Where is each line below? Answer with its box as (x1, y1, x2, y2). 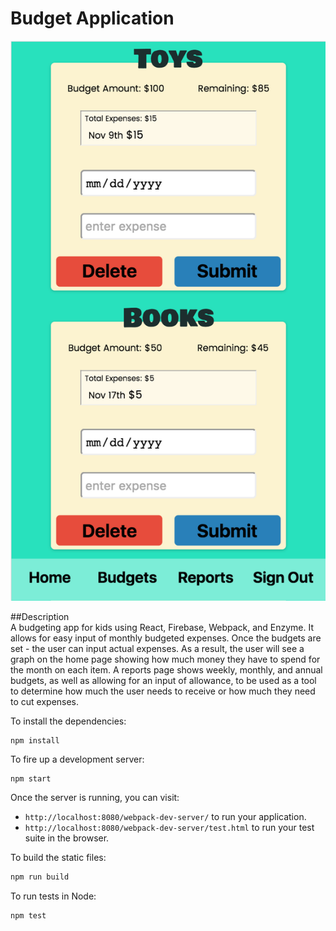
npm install (10, 735, 60, 746)
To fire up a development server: (10, 753, 145, 765)
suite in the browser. (24, 832, 110, 844)
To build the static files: (10, 851, 107, 863)
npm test (10, 910, 47, 921)
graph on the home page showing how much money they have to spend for (10, 653, 321, 665)
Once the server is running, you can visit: (10, 791, 180, 803)
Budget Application (10, 7, 175, 30)
